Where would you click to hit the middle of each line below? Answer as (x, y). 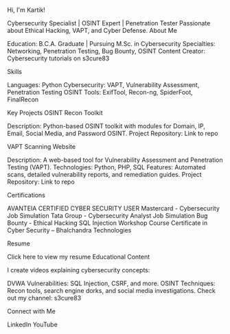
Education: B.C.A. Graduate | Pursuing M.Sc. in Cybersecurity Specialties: (111, 44)
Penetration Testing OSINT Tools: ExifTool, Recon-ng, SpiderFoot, (100, 92)
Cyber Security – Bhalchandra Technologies (69, 230)
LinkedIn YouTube (33, 324)
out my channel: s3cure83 (44, 298)
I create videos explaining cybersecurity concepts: (79, 270)
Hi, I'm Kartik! (26, 10)
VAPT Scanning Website (42, 146)
